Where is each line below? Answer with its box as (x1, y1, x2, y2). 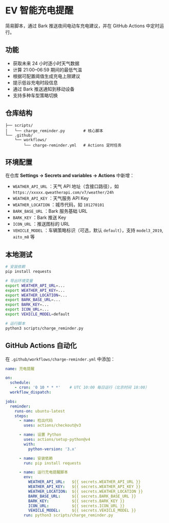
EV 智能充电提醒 (5, 5, 74, 16)
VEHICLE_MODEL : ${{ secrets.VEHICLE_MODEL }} (28, 508, 137, 513)
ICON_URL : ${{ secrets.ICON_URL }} (28, 503, 125, 509)
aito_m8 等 (12, 234, 35, 240)
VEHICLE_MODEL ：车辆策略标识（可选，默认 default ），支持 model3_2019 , (12, 227, 163, 234)
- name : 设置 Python (18, 432, 61, 437)
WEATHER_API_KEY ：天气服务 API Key (12, 195, 89, 201)
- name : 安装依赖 (18, 456, 53, 461)
